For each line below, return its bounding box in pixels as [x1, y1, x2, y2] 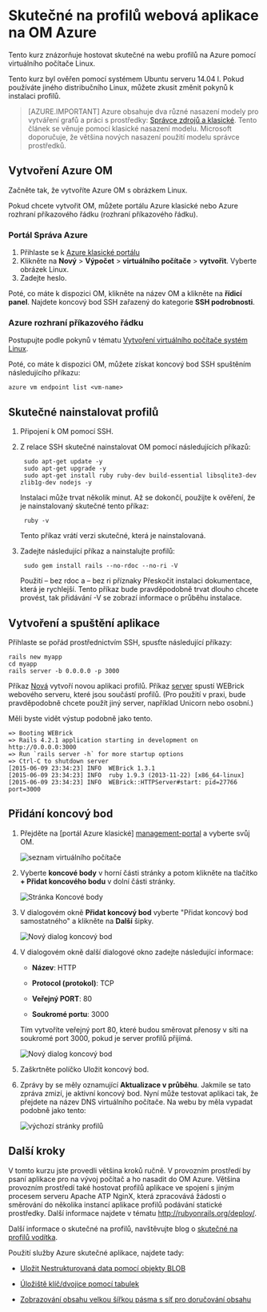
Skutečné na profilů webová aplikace [8, 6, 259, 25]
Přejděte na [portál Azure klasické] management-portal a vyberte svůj [19, 828, 250, 838]
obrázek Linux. [19, 265, 70, 274]
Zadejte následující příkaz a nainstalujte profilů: [19, 546, 176, 556]
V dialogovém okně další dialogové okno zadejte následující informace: [19, 947, 254, 957]
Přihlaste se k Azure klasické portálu [19, 248, 140, 257]
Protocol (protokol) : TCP [31, 978, 114, 988]
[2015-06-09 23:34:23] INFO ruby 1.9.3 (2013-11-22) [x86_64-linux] [8, 771, 245, 780]
